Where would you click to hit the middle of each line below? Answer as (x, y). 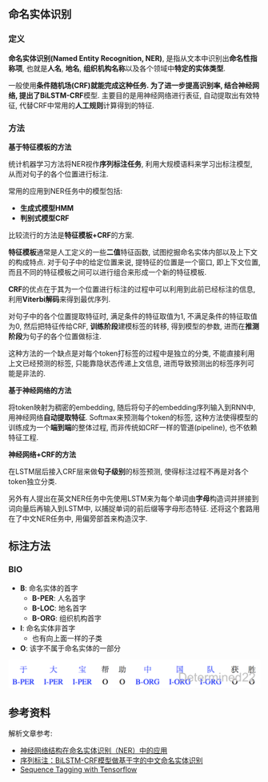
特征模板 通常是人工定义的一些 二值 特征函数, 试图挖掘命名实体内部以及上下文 (133, 252)
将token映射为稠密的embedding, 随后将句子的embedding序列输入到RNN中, (132, 407)
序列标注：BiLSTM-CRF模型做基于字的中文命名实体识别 (111, 760)
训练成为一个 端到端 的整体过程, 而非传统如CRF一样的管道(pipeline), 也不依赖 (133, 427)
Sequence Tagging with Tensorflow (78, 770)
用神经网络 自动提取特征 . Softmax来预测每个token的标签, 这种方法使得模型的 (133, 417)
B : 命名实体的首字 (49, 588)
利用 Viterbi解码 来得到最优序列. (60, 299)
